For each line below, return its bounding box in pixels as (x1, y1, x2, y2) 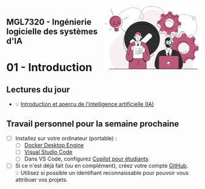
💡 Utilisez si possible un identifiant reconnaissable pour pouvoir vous (15, 169, 189, 176)
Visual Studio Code (24, 148, 73, 156)
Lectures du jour (6, 84, 70, 95)
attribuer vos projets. (15, 176, 68, 183)
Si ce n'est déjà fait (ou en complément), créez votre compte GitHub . (15, 162, 189, 170)
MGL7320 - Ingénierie (6, 17, 92, 27)
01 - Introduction (6, 60, 93, 74)
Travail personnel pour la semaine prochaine (6, 119, 179, 129)
